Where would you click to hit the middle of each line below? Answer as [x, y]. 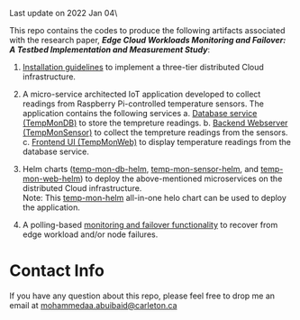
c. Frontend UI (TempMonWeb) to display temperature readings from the [156, 142]
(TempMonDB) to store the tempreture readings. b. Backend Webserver [155, 123]
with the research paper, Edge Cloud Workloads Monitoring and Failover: [148, 40]
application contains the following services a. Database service [140, 113]
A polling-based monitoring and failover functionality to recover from [150, 225]
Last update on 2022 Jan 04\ [64, 13]
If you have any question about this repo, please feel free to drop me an [142, 296]
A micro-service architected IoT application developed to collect [141, 94]
